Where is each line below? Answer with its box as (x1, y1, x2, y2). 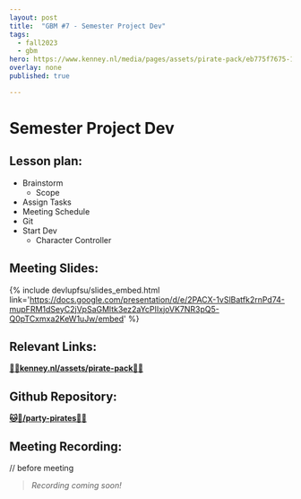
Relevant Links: (9, 338, 97, 355)
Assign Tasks (21, 197, 72, 207)
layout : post (9, 13, 58, 22)
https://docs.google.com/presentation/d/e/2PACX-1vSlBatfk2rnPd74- (30, 293, 285, 305)
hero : (9, 55, 30, 64)
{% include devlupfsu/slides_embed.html (9, 285, 160, 295)
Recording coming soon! (30, 480, 123, 490)
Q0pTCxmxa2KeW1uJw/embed (9, 313, 125, 324)
